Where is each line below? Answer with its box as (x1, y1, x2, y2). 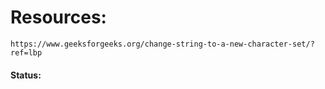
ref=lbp (10, 47, 43, 58)
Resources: (10, 6, 107, 29)
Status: (10, 69, 42, 81)
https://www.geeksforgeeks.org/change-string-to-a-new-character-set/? (10, 39, 315, 49)
